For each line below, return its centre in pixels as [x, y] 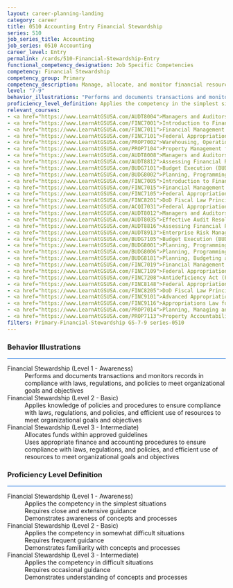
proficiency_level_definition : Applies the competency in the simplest [113, 104]
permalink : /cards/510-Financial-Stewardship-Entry [83, 59]
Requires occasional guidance [68, 570]
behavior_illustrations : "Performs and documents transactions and [107, 98]
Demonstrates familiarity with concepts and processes [102, 548]
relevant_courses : [34, 110]
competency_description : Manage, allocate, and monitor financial [105, 84]
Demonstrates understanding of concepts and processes [106, 577]
